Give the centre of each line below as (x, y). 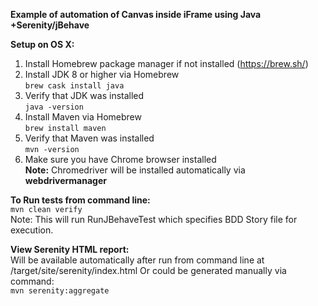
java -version (54, 107)
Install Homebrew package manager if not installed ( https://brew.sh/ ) (166, 63)
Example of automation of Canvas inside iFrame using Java (136, 14)
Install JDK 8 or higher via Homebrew (102, 74)
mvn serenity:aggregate (60, 291)
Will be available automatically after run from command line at (137, 260)
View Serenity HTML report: (70, 249)
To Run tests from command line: (80, 200)
